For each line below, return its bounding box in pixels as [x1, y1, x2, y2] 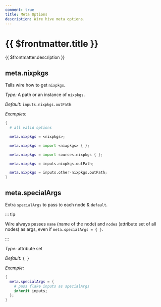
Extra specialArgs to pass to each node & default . [5, 202, 108, 207]
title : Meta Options [5, 12, 48, 17]
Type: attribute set [5, 245, 43, 251]
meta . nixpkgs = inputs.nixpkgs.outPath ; [9, 161, 94, 166]
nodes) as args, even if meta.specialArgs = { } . [5, 226, 103, 232]
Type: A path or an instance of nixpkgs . [5, 92, 85, 98]
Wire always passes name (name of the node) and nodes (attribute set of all [5, 221, 156, 227]
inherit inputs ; [14, 288, 48, 294]
